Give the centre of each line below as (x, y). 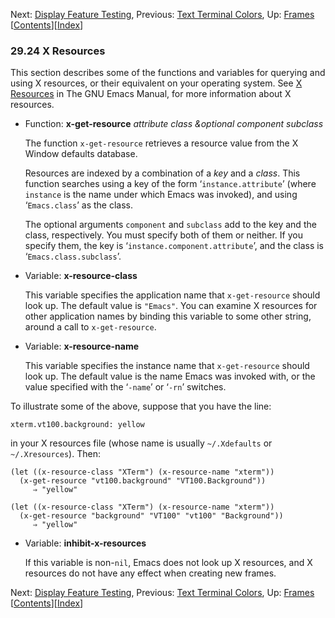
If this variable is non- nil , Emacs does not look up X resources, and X (168, 563)
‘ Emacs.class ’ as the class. (78, 205)
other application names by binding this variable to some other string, (168, 316)
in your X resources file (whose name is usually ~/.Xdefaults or (141, 443)
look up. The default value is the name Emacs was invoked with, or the (170, 376)
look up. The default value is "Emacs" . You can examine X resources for (171, 306)
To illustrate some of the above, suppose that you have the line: (141, 406)
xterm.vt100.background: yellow (77, 425)
